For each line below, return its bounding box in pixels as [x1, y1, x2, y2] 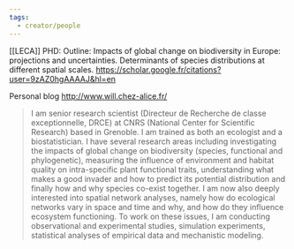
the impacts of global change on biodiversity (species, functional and [30, 145, 283, 155]
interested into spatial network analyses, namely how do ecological [30, 192, 275, 203]
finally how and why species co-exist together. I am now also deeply [30, 183, 280, 193]
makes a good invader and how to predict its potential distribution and [30, 173, 286, 184]
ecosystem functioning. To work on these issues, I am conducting [30, 211, 271, 222]
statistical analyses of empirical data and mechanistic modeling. [30, 230, 264, 240]
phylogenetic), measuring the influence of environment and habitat [30, 155, 275, 165]
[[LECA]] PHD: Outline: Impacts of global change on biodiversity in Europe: [9, 45, 281, 56]
